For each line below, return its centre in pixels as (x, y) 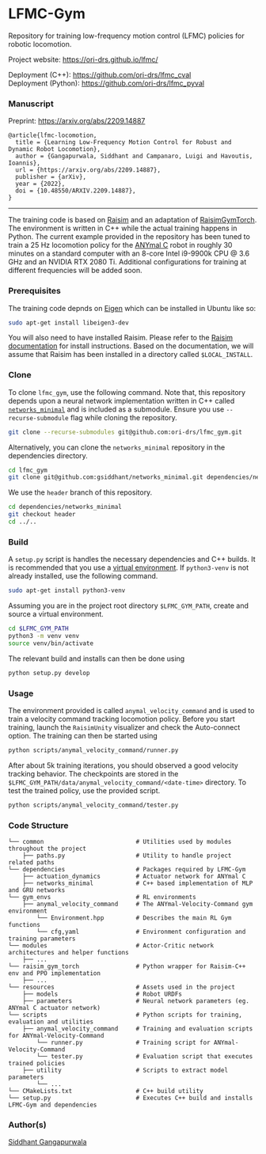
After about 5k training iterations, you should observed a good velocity (123, 765)
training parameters (42, 939)
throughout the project (47, 848)
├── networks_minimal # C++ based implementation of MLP (138, 883)
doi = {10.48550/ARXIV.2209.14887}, (76, 191)
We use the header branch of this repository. (80, 492)
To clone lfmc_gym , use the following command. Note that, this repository (127, 392)
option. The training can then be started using (83, 735)
